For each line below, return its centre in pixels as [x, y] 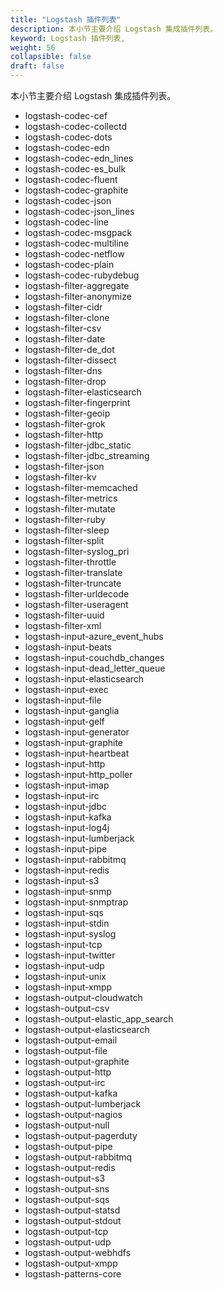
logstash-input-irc [62, 795]
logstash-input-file [63, 700]
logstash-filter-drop [65, 381]
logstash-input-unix [65, 976]
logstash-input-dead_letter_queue [95, 668]
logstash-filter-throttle [70, 562]
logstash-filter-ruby [65, 519]
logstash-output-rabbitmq [78, 1157]
